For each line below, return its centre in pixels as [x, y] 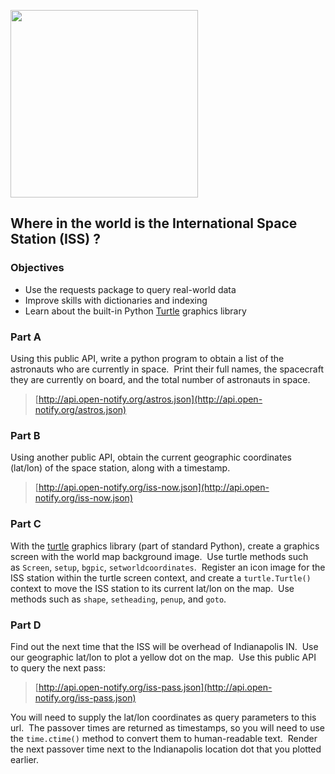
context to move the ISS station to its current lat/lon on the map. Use [152, 588]
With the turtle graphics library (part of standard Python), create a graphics [165, 546]
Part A [26, 337]
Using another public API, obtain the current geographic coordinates [151, 457]
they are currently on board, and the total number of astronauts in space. [160, 379]
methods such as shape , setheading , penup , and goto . [118, 599]
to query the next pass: [58, 667]
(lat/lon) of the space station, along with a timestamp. [120, 468]
